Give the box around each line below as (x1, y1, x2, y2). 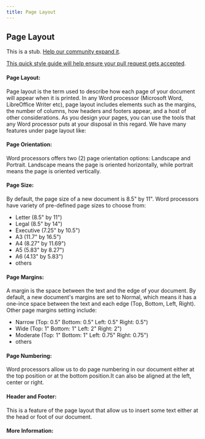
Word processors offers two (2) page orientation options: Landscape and (6, 154, 191, 161)
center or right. (6, 379, 45, 386)
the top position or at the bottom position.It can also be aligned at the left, (6, 372, 192, 379)
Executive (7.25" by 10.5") (15, 227, 81, 234)
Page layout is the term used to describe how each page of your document (6, 87, 195, 95)
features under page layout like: (6, 126, 87, 134)
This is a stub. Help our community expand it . (6, 48, 121, 55)
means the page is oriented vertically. (6, 167, 102, 175)
